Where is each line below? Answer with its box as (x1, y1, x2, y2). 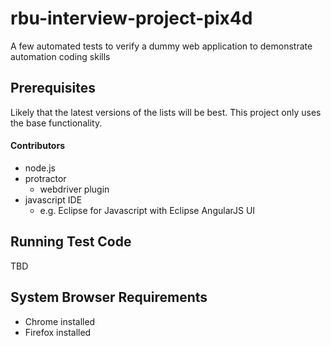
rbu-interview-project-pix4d (10, 7, 253, 30)
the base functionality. (10, 117, 103, 129)
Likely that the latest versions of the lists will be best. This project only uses (10, 106, 322, 118)
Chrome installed (24, 315, 96, 327)
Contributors (10, 140, 66, 152)
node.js (24, 162, 57, 174)
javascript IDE (24, 193, 83, 206)
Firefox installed (24, 326, 92, 338)
